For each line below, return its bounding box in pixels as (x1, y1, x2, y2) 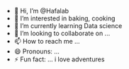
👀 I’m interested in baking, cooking (13, 14, 116, 23)
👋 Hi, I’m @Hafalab (13, 7, 69, 15)
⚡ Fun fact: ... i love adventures (13, 55, 105, 63)
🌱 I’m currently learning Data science (13, 22, 123, 30)
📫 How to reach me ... (13, 37, 80, 45)
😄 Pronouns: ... (13, 47, 60, 56)
